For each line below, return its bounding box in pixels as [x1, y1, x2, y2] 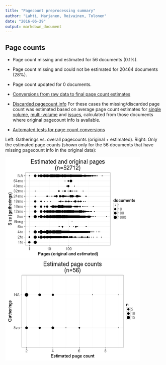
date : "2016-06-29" [5, 19, 46, 24]
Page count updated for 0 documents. [12, 81, 92, 87]
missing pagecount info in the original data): [5, 147, 97, 153]
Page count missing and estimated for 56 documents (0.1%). [12, 57, 138, 63]
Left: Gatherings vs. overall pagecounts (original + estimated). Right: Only [5, 136, 157, 143]
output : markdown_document [5, 24, 62, 29]
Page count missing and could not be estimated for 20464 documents [12, 66, 158, 72]
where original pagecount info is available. [12, 117, 101, 123]
